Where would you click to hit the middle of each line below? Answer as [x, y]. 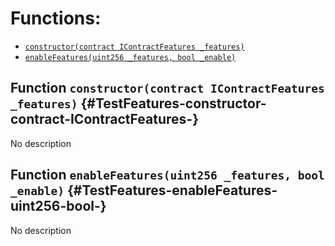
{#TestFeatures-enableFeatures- [172, 190]
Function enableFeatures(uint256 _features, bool [167, 175]
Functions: [56, 18]
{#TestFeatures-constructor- [173, 103]
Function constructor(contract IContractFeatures [167, 88]
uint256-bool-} [58, 206]
